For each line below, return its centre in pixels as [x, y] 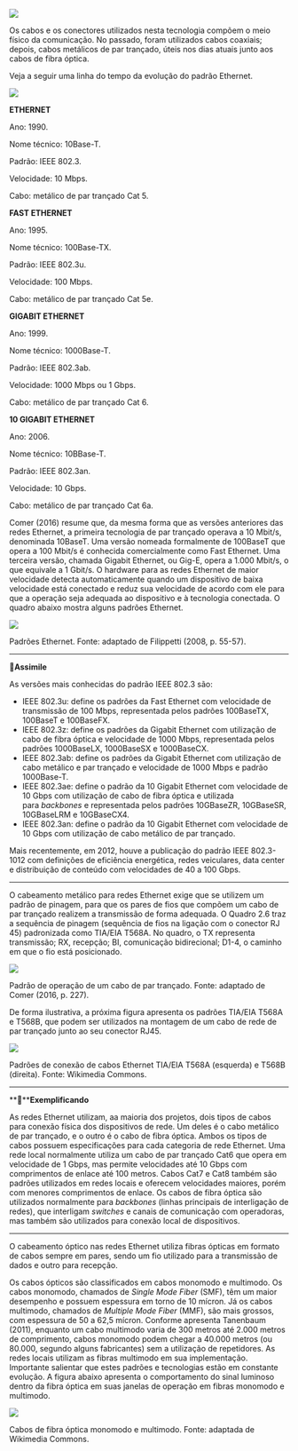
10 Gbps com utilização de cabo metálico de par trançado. [129, 833]
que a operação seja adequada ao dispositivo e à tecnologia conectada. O [145, 598]
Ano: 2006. [30, 436]
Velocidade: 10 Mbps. [49, 178]
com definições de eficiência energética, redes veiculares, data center [156, 860]
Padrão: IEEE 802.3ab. [50, 368]
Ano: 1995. [29, 230]
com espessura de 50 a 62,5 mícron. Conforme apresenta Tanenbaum [137, 1320]
